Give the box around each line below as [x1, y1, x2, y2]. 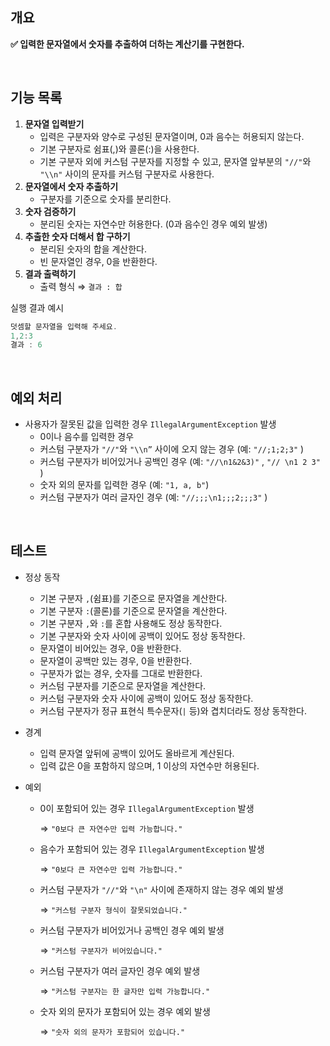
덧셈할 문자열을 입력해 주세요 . [10, 321, 118, 332]
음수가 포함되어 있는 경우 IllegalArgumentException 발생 [39, 843, 265, 855]
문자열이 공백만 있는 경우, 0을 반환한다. [39, 654, 193, 667]
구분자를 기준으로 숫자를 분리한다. [39, 193, 172, 205]
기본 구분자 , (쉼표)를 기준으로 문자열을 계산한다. [39, 592, 228, 604]
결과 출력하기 [24, 268, 77, 280]
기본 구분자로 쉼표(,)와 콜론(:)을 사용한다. [39, 143, 200, 155]
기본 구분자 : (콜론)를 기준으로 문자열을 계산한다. [39, 604, 228, 617]
